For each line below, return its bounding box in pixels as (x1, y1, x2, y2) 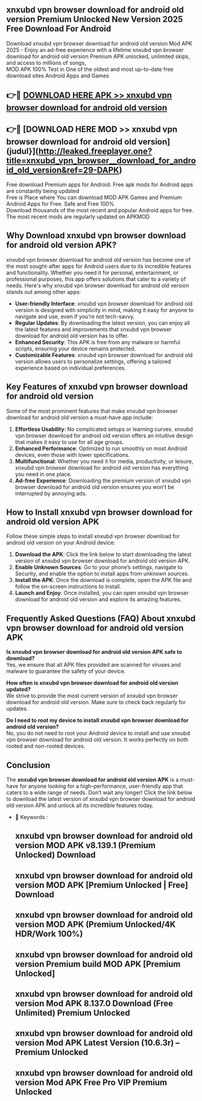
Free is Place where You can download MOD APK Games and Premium (6, 194, 182, 201)
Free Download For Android (6, 24, 112, 34)
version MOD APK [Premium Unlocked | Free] (14, 880, 189, 890)
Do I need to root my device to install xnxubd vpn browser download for (6, 717, 189, 724)
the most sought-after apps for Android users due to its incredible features (6, 263, 192, 270)
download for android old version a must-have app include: (6, 414, 153, 421)
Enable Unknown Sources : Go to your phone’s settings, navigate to (14, 564, 183, 571)
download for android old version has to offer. (14, 332, 129, 339)
